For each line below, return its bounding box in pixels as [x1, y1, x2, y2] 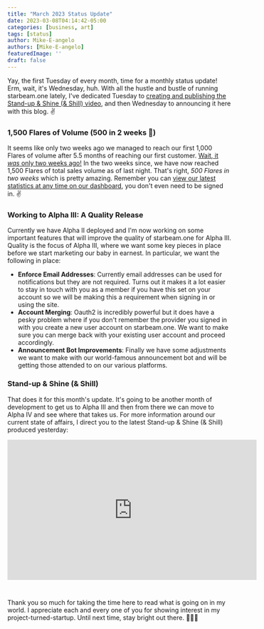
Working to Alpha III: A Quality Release [7, 209, 144, 219]
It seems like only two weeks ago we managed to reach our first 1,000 [7, 144, 213, 152]
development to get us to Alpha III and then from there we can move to [7, 402, 215, 411]
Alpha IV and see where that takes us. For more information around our [7, 410, 216, 419]
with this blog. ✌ [7, 107, 56, 115]
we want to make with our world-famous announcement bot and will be [17, 353, 227, 362]
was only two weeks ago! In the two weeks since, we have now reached [7, 159, 219, 167]
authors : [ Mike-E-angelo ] [7, 43, 84, 51]
